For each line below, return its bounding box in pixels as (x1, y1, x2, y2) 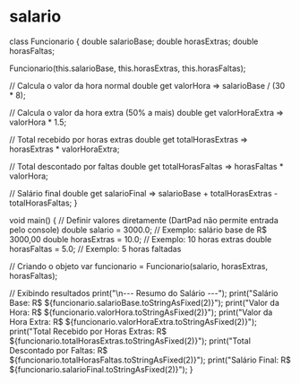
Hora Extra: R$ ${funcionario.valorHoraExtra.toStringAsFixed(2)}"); (9, 316, 257, 327)
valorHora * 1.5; (9, 117, 67, 127)
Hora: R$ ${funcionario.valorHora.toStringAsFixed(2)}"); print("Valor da (9, 307, 273, 318)
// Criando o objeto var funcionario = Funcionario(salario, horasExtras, (9, 260, 269, 271)
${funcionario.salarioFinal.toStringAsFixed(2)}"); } (9, 363, 194, 374)
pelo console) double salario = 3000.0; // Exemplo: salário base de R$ (9, 224, 267, 235)
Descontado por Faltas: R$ (9, 345, 108, 355)
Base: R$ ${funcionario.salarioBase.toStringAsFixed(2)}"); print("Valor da (9, 297, 280, 308)
